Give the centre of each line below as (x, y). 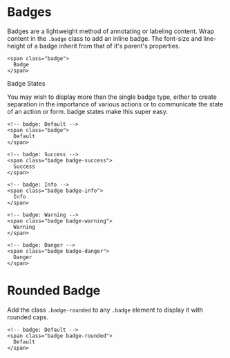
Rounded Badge (54, 291)
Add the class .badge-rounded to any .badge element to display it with (105, 310)
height (16, 46)
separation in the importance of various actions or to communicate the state (115, 104)
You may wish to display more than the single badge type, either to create (112, 97)
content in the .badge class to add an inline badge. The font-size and (105, 38)
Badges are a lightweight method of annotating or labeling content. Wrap (111, 31)
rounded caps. (28, 317)
